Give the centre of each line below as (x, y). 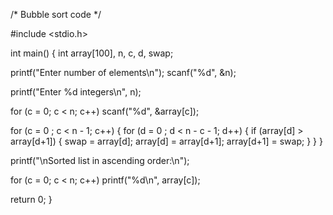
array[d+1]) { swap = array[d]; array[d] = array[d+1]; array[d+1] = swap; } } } (166, 141)
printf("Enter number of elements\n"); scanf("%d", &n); (123, 72)
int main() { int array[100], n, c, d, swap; (92, 53)
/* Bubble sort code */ (56, 14)
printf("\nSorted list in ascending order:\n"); (100, 160)
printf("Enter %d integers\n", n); (76, 92)
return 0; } (31, 199)
